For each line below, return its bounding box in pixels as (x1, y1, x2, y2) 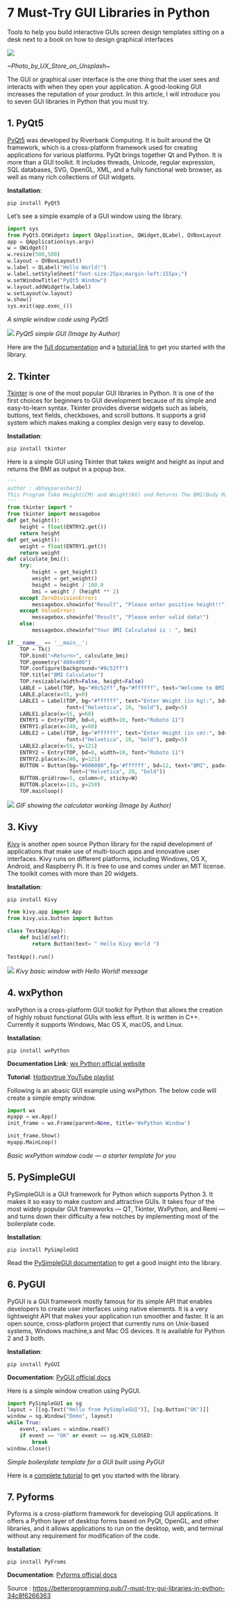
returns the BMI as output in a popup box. (7, 465, 126, 473)
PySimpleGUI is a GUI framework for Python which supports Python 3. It (7, 1189, 214, 1198)
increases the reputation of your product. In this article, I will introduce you (7, 90, 221, 98)
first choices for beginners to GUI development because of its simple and (7, 396, 216, 404)
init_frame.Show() (7, 1132, 60, 1139)
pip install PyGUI (7, 1361, 60, 1368)
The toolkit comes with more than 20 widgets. (7, 869, 139, 878)
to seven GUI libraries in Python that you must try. (7, 97, 149, 106)
